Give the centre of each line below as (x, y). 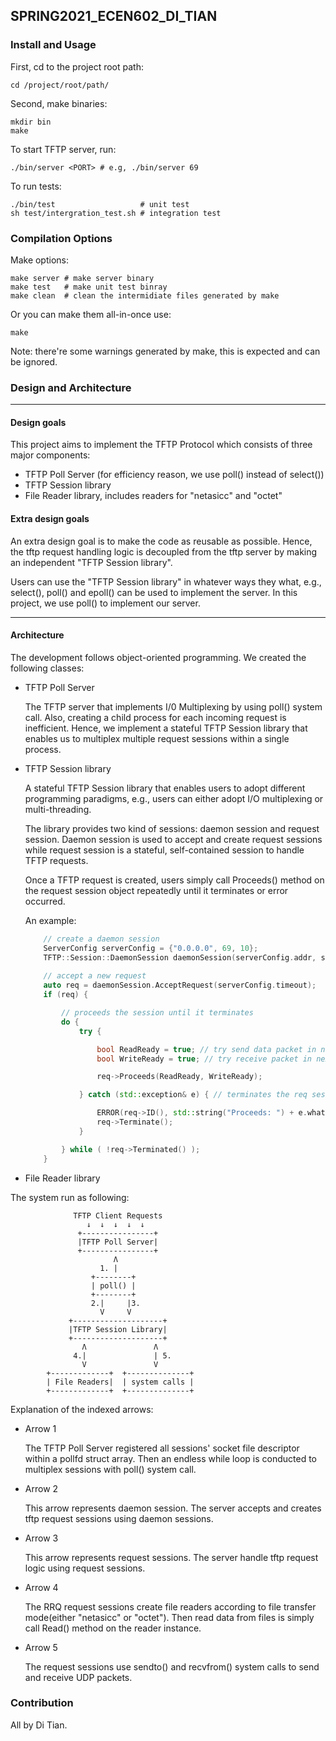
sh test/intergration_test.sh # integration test (116, 213)
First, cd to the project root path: (77, 66)
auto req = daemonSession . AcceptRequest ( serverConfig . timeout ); (180, 985)
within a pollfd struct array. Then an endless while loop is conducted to (170, 1458)
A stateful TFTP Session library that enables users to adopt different (165, 788)
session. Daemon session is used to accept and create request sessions (173, 839)
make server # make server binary (82, 278)
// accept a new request (95, 976)
